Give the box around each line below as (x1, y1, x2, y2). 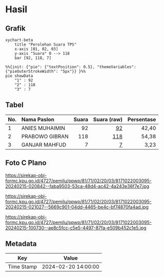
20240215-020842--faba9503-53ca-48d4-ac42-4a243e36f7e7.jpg (5, 183, 150, 189)
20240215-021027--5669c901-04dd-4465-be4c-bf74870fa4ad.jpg (5, 204, 149, 210)
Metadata (5, 240, 37, 248)
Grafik (5, 24, 26, 33)
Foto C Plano (5, 159, 47, 167)
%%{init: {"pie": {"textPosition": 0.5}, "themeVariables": (5, 65, 137, 70)
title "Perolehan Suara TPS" (14, 42, 77, 47)
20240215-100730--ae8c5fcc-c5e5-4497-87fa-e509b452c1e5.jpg (5, 224, 147, 231)
